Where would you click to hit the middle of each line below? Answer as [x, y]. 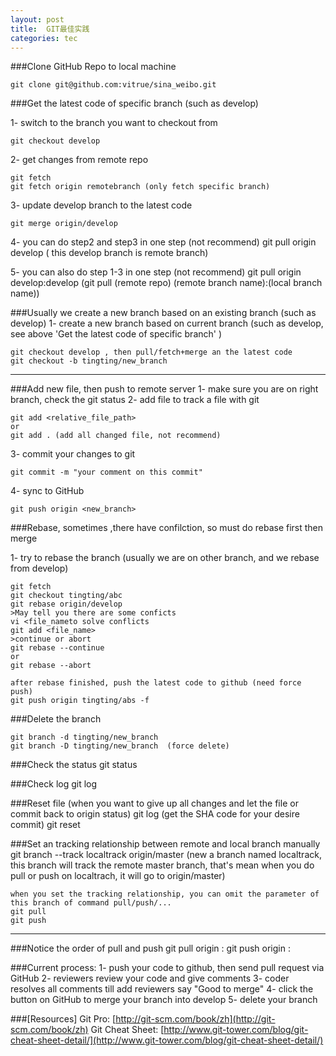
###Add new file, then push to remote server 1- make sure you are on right [164, 389]
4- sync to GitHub [47, 491]
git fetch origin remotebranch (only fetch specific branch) [140, 187]
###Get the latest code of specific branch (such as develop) [134, 103]
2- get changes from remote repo [79, 160]
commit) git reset [45, 825]
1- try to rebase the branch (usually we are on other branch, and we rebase [165, 558]
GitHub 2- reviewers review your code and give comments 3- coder [150, 978]
